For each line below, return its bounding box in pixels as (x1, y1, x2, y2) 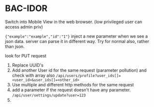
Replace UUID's (12, 62, 43, 68)
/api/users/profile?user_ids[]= (56, 73, 121, 78)
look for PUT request (5, 53, 47, 58)
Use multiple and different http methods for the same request (12, 81, 134, 87)
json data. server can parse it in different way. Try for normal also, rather (5, 38, 150, 44)
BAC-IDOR (5, 3, 48, 14)
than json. (5, 43, 25, 49)
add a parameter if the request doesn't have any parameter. (12, 87, 131, 93)
